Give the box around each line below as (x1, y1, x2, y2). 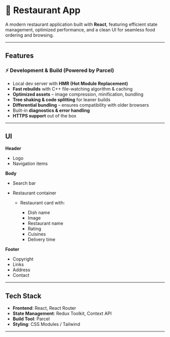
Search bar (12, 180, 36, 186)
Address (12, 267, 30, 273)
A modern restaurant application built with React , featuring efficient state (5, 21, 158, 27)
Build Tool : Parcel (12, 316, 50, 322)
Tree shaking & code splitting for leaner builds (12, 96, 111, 103)
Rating (27, 226, 41, 232)
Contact (12, 272, 29, 278)
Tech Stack (5, 291, 41, 300)
